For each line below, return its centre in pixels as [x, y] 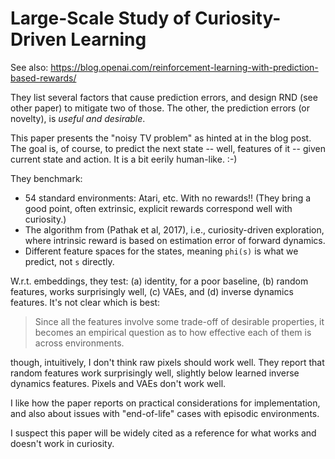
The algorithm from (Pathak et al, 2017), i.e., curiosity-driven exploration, [174, 229]
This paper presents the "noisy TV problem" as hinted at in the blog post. [161, 138]
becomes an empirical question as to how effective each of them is [173, 332]
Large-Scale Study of [101, 18]
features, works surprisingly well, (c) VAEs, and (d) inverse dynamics [152, 291]
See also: [29, 67]
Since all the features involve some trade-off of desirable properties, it [179, 321]
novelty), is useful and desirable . [78, 118]
